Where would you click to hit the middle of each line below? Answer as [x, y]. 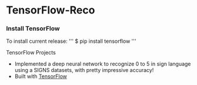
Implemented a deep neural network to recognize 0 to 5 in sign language [103, 64]
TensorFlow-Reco [51, 10]
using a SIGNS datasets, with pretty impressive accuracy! [84, 70]
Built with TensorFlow [41, 76]
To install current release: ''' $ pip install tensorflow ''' [71, 41]
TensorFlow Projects [31, 53]
